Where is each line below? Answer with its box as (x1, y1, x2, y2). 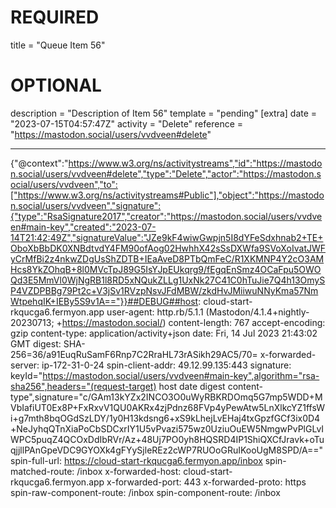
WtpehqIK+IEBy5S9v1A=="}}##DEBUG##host (10, 295, 199, 307)
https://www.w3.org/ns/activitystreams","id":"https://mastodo (68, 157, 323, 169)
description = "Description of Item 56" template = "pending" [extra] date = (10, 107, 318, 119)
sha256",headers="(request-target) (10, 380, 157, 392)
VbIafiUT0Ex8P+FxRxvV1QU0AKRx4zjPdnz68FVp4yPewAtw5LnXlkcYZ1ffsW (10, 401, 326, 413)
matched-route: (10, 465, 75, 477)
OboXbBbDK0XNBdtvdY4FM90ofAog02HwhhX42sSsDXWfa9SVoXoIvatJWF (10, 242, 327, 254)
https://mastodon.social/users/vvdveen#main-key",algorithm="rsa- (42, 369, 320, 381)
